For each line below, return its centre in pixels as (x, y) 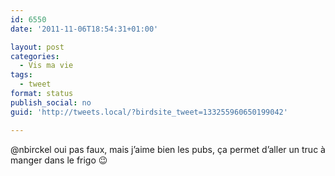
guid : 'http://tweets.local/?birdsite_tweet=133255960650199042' (149, 112)
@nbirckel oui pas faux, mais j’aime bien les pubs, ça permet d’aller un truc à (168, 149)
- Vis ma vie (46, 66)
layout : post (37, 47)
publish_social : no (51, 102)
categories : (35, 56)
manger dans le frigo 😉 (59, 160)
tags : (21, 75)
